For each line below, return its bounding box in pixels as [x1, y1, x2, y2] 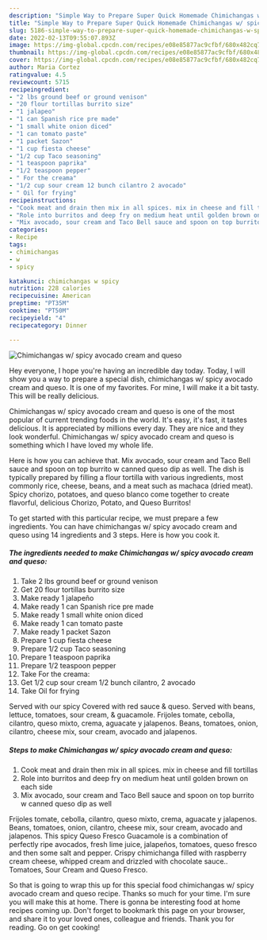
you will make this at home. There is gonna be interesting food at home [9, 897, 241, 907]
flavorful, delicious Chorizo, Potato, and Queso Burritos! [9, 497, 192, 507]
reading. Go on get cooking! [9, 923, 101, 932]
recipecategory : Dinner [9, 321, 88, 330]
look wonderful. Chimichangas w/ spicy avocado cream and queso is [9, 431, 235, 441]
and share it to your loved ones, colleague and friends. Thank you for [9, 915, 235, 924]
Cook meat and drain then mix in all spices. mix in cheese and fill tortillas [20, 765, 258, 775]
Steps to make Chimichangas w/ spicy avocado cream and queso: [9, 745, 233, 755]
